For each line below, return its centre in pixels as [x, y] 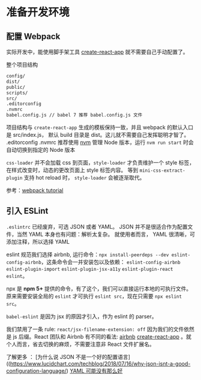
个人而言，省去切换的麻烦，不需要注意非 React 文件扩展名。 [80, 344]
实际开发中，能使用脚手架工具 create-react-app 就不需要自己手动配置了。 [97, 52]
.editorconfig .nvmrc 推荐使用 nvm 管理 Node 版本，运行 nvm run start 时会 [100, 142]
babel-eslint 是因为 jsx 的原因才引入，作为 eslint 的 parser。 [82, 316]
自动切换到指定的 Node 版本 [41, 150]
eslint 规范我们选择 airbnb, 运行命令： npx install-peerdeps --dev [88, 254]
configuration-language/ [37, 370]
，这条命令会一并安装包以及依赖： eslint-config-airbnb [111, 262]
